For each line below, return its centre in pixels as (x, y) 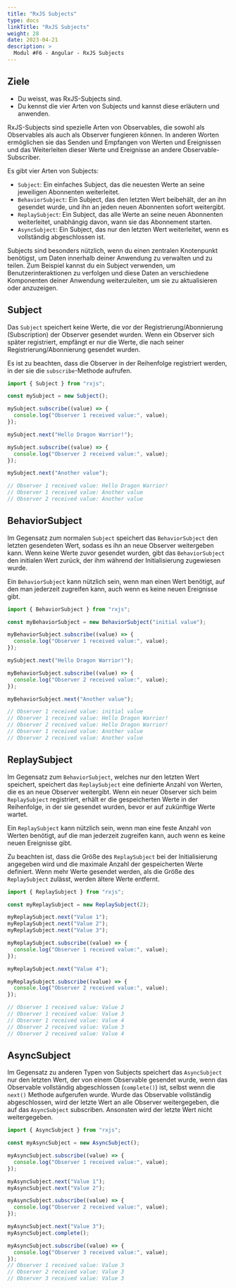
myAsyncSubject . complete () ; (49, 1233)
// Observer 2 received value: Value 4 (66, 1033)
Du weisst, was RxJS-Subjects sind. (69, 99)
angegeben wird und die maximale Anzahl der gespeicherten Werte (105, 864)
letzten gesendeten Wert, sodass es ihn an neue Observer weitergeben (111, 545)
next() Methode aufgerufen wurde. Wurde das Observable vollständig (109, 1095)
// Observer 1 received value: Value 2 (66, 1008)
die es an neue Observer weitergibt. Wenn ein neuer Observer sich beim (112, 792)
